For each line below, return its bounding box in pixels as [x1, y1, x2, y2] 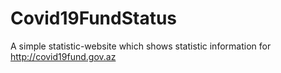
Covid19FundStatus [10, 7, 178, 30]
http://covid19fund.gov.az [10, 50, 117, 62]
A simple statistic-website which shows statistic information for [10, 40, 272, 52]
